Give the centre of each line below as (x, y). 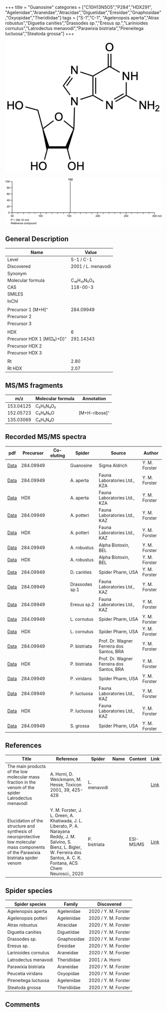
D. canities (81, 572)
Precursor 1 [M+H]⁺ (28, 310)
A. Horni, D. (62, 774)
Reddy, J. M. (63, 836)
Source (119, 453)
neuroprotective (24, 836)
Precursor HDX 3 (25, 352)
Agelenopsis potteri (27, 918)
